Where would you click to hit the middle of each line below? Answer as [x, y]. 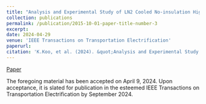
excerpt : [17, 29]
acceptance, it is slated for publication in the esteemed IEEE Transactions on [103, 87]
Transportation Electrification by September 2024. [70, 94]
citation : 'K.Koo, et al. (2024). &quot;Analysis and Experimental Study [103, 52]
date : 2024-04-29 [29, 35]
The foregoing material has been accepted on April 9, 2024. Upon [90, 81]
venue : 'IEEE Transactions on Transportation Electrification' [89, 40]
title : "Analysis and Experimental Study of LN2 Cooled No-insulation [98, 12]
